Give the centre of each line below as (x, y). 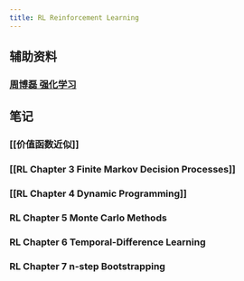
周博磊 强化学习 (43, 84)
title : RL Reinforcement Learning (75, 18)
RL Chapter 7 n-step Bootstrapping (87, 266)
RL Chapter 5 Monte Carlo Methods (88, 218)
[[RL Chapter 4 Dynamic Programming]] (98, 193)
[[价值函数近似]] (44, 145)
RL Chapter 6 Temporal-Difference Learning (108, 242)
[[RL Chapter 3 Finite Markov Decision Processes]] (123, 170)
